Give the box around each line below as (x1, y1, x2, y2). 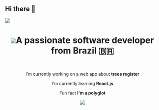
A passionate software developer (16, 35, 154, 45)
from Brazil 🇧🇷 (51, 45, 114, 56)
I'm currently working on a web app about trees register (25, 71, 140, 77)
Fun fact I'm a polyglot (59, 90, 106, 96)
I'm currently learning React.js (51, 80, 114, 86)
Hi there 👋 (5, 5, 36, 13)
